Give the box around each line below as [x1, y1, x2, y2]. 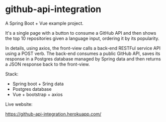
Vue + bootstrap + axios [12, 91, 63, 97]
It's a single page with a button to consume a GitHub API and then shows [5, 30, 156, 36]
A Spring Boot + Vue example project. [5, 20, 84, 26]
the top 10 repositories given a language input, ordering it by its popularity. [5, 35, 159, 41]
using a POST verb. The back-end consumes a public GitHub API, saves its [5, 50, 160, 56]
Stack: [5, 71, 19, 77]
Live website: [5, 101, 33, 107]
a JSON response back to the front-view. [5, 61, 90, 67]
